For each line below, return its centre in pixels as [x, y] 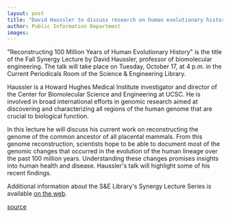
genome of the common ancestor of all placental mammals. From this [105, 137]
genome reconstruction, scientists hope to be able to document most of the [114, 144]
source [17, 207]
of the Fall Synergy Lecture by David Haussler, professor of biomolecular [110, 60]
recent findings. [29, 173]
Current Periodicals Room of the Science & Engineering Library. [97, 74]
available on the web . [37, 194]
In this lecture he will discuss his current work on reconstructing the [103, 129]
